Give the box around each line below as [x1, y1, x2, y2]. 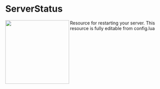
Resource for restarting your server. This [70, 20, 155, 26]
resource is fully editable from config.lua [70, 25, 155, 31]
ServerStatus [5, 3, 63, 15]
